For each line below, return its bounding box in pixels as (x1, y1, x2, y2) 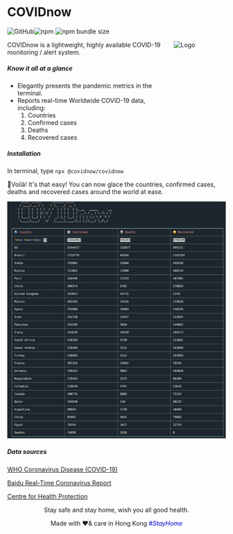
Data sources (7, 448, 47, 456)
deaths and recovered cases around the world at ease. (7, 187, 164, 195)
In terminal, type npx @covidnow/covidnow (7, 166, 124, 175)
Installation (7, 149, 41, 157)
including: (17, 104, 46, 112)
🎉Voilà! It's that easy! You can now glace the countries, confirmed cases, (7, 180, 216, 188)
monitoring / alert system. (7, 48, 81, 56)
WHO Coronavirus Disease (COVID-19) (7, 465, 118, 474)
